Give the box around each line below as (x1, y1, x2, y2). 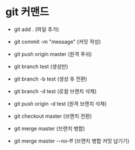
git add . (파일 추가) (13, 26, 59, 33)
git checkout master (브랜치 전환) (13, 112, 93, 120)
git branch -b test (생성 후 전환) (13, 75, 88, 82)
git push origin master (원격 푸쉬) (13, 50, 93, 57)
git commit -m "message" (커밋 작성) (13, 38, 101, 45)
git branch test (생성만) (13, 62, 68, 70)
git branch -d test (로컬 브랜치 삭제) (13, 88, 97, 95)
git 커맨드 (5, 5, 49, 19)
